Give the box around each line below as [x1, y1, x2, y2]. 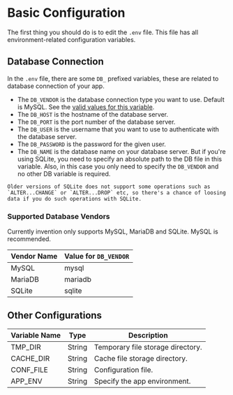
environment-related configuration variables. [7, 35, 136, 43]
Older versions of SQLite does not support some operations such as [7, 183, 211, 190]
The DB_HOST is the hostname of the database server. [17, 110, 169, 118]
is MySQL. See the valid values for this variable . [17, 103, 155, 111]
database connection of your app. [7, 82, 105, 90]
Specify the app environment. [93, 376, 191, 386]
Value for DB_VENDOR [63, 252, 130, 261]
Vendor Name [10, 252, 58, 261]
